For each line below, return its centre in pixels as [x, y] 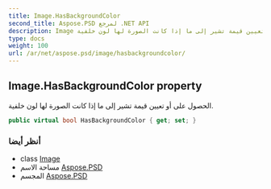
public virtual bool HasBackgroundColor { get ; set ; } [102, 120]
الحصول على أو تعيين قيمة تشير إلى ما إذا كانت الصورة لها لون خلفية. [111, 105]
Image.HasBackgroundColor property [105, 86]
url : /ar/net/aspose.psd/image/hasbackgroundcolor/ [97, 53]
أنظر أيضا [25, 141]
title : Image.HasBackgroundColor [65, 16]
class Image [40, 158]
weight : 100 [28, 46]
